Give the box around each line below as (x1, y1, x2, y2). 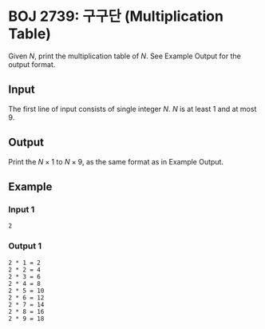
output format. (8, 59, 56, 69)
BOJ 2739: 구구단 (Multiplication (8, 7, 223, 26)
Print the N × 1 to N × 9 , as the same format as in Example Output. (8, 157, 223, 166)
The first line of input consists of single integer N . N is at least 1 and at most (8, 104, 257, 113)
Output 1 (8, 240, 42, 252)
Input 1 (8, 204, 35, 215)
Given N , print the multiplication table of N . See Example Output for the (8, 51, 241, 61)
